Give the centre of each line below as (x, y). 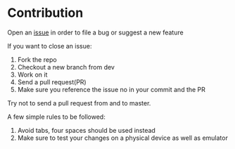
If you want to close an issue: (50, 46)
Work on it (32, 74)
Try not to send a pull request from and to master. (79, 103)
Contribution (45, 13)
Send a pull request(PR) (52, 82)
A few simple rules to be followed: (56, 117)
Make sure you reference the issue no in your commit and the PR (112, 89)
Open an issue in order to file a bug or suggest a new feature (96, 32)
